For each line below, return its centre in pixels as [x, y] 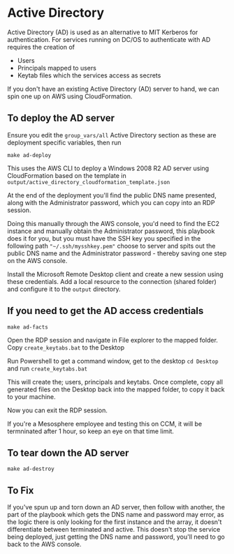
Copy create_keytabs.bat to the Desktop [66, 347]
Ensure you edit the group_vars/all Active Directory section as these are [112, 135]
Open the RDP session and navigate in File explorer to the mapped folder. [113, 340]
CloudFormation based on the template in [67, 175]
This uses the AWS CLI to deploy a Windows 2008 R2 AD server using [108, 168]
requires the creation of [41, 47]
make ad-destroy [31, 469]
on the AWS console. [37, 260]
